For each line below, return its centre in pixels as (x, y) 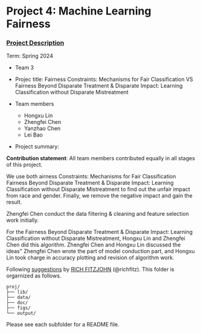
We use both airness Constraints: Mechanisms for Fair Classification (91, 176)
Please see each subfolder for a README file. (63, 325)
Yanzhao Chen (42, 129)
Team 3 (24, 68)
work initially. (23, 220)
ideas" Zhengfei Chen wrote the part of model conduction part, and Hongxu (101, 251)
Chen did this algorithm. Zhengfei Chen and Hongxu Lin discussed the (94, 245)
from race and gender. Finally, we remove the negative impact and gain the (100, 196)
